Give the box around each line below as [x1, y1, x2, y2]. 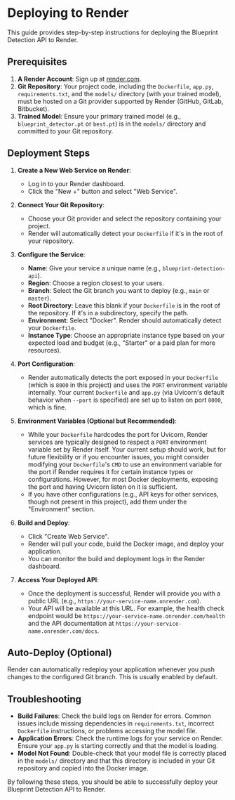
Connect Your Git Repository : [17, 200, 105, 209]
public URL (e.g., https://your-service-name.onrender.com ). [27, 596, 201, 605]
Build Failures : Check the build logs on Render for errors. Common [17, 712, 212, 721]
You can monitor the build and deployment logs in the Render [27, 554, 206, 563]
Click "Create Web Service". [27, 532, 109, 540]
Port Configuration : [17, 360, 76, 368]
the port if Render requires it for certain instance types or [27, 467, 194, 476]
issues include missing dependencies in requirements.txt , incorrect [17, 719, 215, 728]
